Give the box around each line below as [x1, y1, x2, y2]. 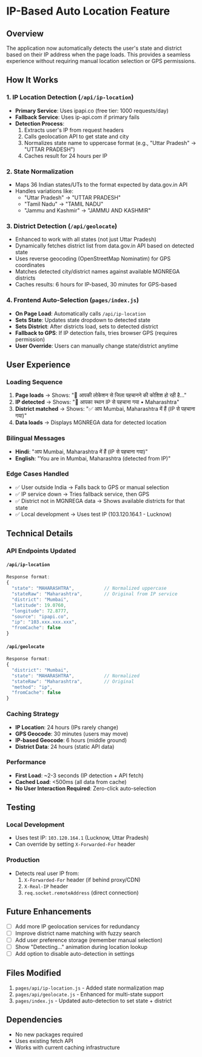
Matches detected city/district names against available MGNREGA [15, 268, 180, 275]
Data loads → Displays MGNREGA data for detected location [15, 419, 167, 426]
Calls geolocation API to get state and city [24, 132, 129, 140]
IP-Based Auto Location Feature [6, 4, 170, 18]
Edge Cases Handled [6, 470, 69, 478]
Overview [6, 29, 44, 39]
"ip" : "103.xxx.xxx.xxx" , [12, 619, 78, 626]
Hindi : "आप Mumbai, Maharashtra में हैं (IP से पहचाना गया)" [15, 448, 148, 455]
